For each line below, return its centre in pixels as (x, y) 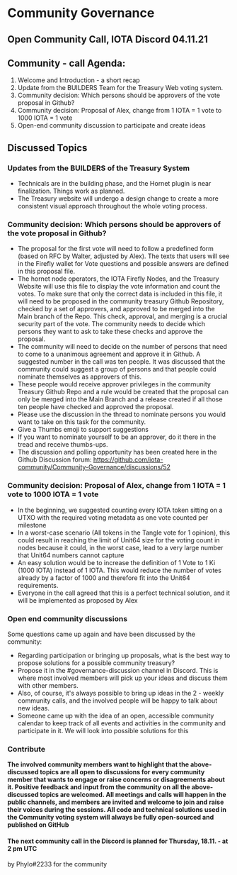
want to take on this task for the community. (82, 422)
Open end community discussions (68, 618)
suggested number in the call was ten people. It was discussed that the (121, 362)
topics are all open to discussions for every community (122, 772)
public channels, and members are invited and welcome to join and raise (116, 802)
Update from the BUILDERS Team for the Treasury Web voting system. (120, 88)
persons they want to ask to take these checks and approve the (110, 332)
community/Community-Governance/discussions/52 (94, 467)
